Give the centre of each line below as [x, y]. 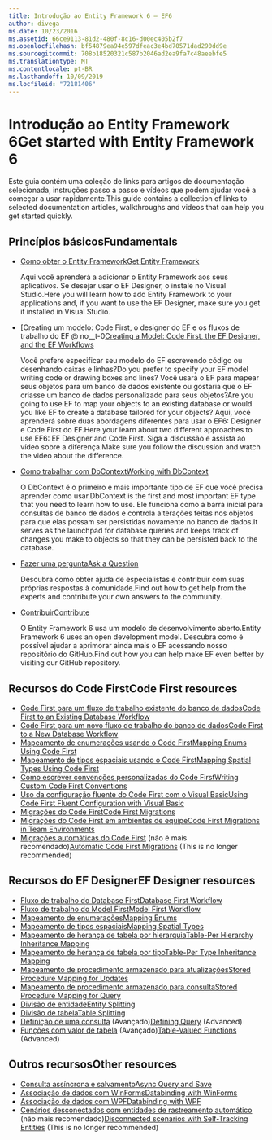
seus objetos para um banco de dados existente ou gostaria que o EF [136, 387]
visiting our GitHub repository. [70, 663]
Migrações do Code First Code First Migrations [98, 812]
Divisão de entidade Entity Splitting [78, 1004]
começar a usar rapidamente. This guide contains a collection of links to [128, 199]
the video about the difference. [72, 456]
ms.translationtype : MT [49, 62]
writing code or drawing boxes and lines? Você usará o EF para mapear [140, 378]
